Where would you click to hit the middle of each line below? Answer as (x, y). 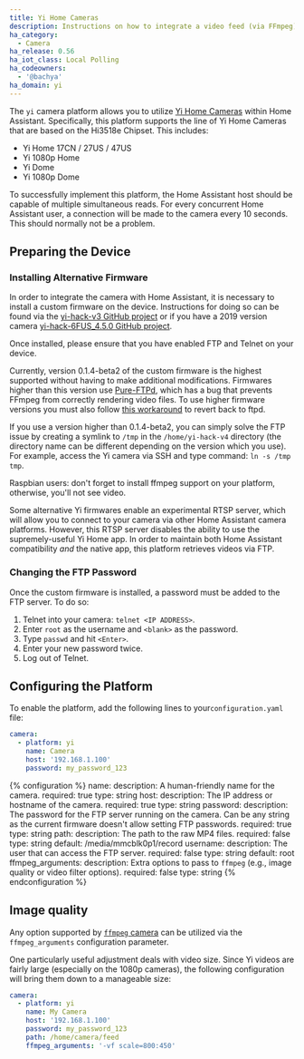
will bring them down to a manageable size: (90, 978)
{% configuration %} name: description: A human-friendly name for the (142, 785)
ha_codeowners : (38, 69)
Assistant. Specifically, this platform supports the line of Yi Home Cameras (148, 121)
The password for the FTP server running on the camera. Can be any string (150, 814)
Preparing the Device (70, 252)
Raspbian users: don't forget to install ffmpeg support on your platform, (142, 483)
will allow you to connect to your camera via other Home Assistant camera (148, 520)
